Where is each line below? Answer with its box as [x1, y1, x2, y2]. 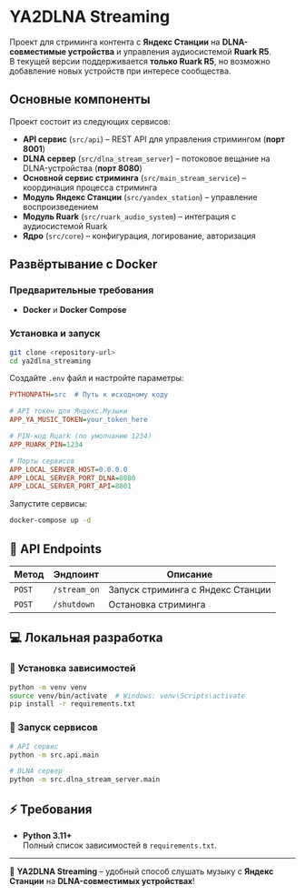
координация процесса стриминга [22, 182, 158, 193]
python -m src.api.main [9, 750, 100, 759]
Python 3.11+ [22, 830, 73, 840]
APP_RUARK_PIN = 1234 [9, 439, 84, 449]
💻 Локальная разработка [9, 630, 163, 646]
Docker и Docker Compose [22, 305, 127, 316]
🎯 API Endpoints [9, 541, 103, 557]
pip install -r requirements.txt [9, 699, 136, 709]
